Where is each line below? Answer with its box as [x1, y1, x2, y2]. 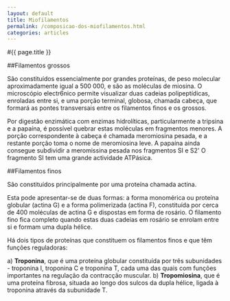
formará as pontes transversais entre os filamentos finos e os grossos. [7, 104, 207, 112]
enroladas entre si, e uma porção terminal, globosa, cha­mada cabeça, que [7, 97, 218, 105]
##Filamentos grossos [7, 61, 71, 69]
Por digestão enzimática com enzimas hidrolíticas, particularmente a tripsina [7, 118, 224, 126]
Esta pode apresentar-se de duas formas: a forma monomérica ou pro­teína [7, 194, 220, 202]
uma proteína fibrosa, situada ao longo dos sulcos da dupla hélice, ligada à [7, 279, 219, 287]
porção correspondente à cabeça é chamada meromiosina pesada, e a [7, 132, 207, 140]
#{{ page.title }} [7, 48, 51, 56]
